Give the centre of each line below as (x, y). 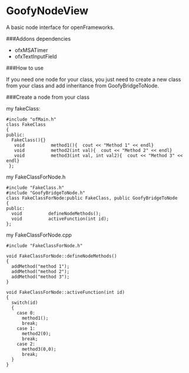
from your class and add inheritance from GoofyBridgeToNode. (83, 85)
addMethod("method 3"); (40, 277)
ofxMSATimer (31, 50)
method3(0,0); (39, 349)
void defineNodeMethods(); (56, 213)
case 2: (26, 344)
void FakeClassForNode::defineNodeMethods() (62, 256)
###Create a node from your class (48, 97)
